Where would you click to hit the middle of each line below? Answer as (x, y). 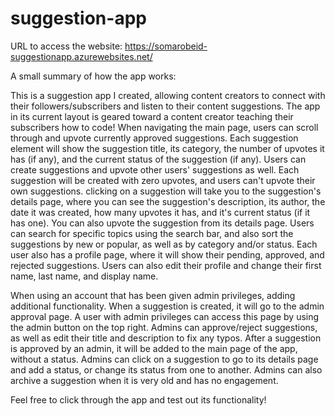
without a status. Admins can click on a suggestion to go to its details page (164, 359)
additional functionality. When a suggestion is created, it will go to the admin (167, 306)
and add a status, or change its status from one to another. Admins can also (166, 369)
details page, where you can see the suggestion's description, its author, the (168, 201)
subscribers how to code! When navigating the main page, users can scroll (164, 127)
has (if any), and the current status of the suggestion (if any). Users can (158, 159)
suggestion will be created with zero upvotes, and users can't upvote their (163, 180)
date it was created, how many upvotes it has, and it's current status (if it (160, 212)
